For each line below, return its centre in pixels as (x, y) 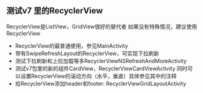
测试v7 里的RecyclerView (55, 11)
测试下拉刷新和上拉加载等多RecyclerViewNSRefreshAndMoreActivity (101, 61)
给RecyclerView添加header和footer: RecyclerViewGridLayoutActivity (101, 83)
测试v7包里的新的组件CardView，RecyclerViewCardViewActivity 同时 (101, 68)
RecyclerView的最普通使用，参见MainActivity (72, 46)
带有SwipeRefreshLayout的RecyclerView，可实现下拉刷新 (87, 53)
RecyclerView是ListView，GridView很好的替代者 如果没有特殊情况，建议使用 (102, 27)
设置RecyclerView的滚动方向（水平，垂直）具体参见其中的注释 (98, 76)
